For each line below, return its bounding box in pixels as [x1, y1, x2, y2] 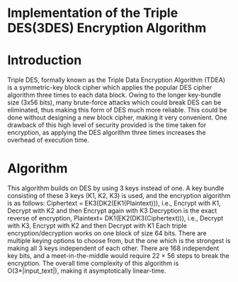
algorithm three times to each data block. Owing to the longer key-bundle [7, 90, 222, 100]
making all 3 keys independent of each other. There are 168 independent [7, 244, 220, 252]
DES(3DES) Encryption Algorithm [7, 20, 207, 36]
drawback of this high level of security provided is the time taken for [7, 121, 207, 129]
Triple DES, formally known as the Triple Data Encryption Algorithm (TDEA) [7, 76, 225, 84]
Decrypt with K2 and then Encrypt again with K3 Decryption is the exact [7, 206, 217, 215]
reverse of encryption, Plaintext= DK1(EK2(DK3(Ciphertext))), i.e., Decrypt [7, 214, 224, 223]
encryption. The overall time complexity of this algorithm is [7, 259, 179, 268]
